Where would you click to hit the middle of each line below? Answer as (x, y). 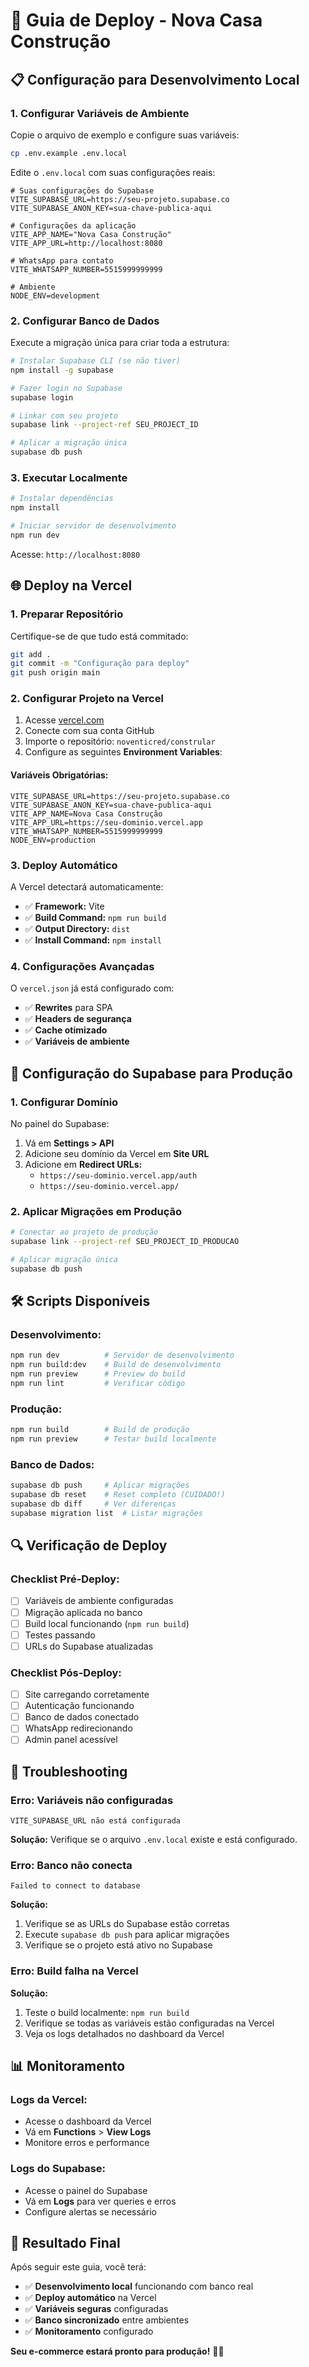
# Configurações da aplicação (73, 225)
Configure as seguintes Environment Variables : (123, 752)
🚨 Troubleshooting (69, 1771)
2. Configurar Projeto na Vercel (87, 699)
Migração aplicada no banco (83, 1612)
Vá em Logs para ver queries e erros (100, 2201)
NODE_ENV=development (55, 295)
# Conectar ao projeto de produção (84, 1232)
